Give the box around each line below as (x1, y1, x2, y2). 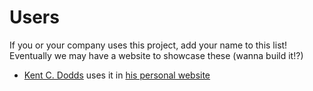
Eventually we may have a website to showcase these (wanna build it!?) (9, 49, 304, 61)
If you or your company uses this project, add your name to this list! (9, 39, 288, 51)
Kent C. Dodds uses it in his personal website (23, 69, 211, 81)
